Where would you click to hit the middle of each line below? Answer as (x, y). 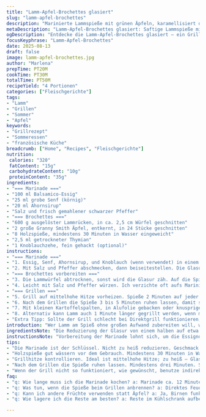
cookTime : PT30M (27, 75)
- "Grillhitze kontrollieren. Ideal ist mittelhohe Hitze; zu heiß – (97, 359)
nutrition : (20, 154)
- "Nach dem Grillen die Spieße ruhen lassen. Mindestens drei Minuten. (101, 365)
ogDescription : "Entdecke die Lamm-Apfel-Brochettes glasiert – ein (96, 35)
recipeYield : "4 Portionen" (42, 86)
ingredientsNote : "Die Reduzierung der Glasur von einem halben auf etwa (103, 331)
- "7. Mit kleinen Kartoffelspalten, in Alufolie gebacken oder (90, 308)
